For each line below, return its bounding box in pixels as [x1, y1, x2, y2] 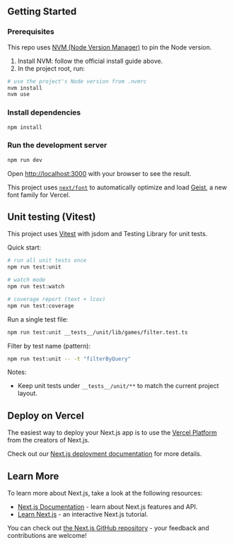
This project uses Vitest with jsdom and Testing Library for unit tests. [7, 230, 208, 238]
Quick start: [7, 243, 41, 252]
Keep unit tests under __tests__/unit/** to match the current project [17, 382, 219, 390]
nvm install [7, 84, 42, 91]
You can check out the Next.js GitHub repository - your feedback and [7, 524, 210, 532]
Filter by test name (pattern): [7, 341, 90, 350]
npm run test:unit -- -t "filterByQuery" [7, 355, 131, 363]
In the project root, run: [17, 64, 86, 73]
